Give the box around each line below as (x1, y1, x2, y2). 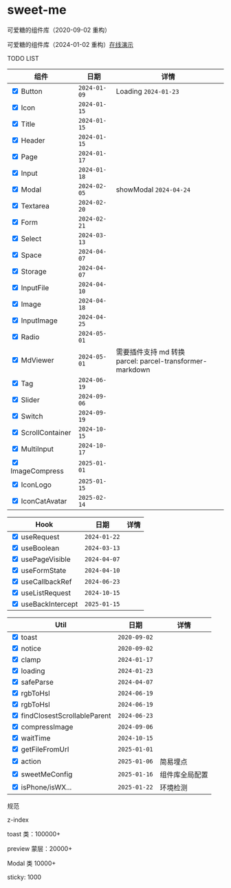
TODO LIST (7, 54, 39, 62)
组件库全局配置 (159, 769, 208, 779)
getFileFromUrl (21, 744, 69, 754)
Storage (21, 266, 47, 276)
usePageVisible (21, 554, 71, 564)
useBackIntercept (21, 599, 78, 609)
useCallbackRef (21, 576, 72, 586)
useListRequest (21, 588, 71, 598)
